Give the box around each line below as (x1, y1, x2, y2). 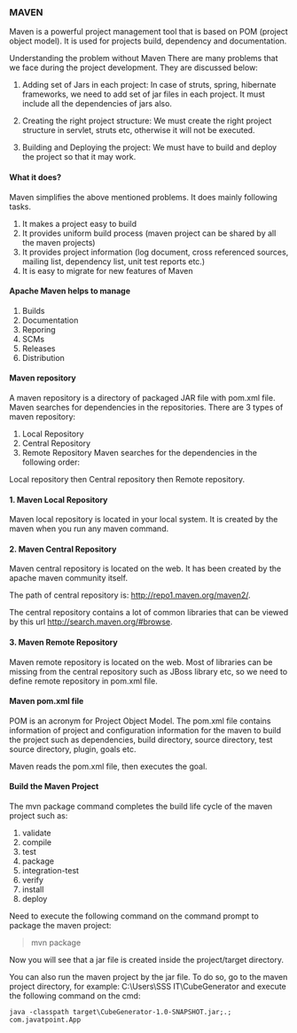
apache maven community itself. (9, 573, 129, 583)
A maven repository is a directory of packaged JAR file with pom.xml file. (9, 392, 276, 403)
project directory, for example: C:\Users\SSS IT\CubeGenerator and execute (9, 981, 286, 991)
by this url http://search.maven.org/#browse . (9, 616, 173, 627)
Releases (21, 343, 56, 354)
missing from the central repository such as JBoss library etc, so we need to (9, 666, 288, 677)
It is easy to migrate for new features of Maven (21, 265, 193, 276)
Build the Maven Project (9, 781, 99, 792)
